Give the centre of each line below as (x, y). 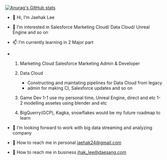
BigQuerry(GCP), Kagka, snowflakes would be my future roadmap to (90, 113)
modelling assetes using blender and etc (66, 103)
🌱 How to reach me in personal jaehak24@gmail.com (67, 143)
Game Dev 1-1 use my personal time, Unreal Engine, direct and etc (88, 98)
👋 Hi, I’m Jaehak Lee (33, 17)
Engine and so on (30, 32)
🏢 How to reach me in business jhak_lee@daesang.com (69, 152)
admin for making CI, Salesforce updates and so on (80, 88)
